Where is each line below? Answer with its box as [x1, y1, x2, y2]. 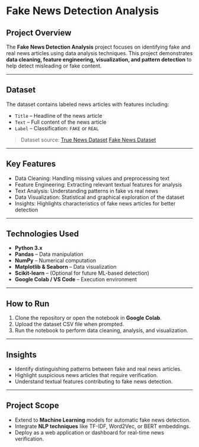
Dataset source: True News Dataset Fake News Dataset [20, 136, 156, 143]
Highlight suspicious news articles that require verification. [14, 372, 158, 379]
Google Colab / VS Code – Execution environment [14, 276, 137, 283]
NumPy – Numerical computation [14, 257, 97, 264]
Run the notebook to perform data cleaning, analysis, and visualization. [14, 327, 188, 334]
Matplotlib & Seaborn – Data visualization [14, 263, 117, 271]
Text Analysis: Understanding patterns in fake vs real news [14, 187, 159, 194]
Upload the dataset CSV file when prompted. [14, 321, 124, 328]
